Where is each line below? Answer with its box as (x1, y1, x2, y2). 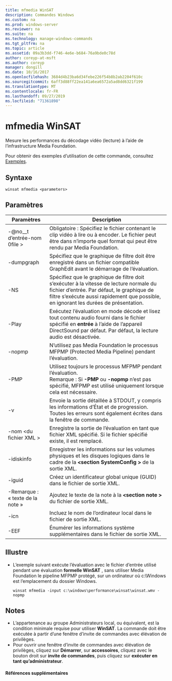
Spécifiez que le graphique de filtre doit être (49, 252, 155, 260)
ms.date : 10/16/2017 (5, 70, 50, 75)
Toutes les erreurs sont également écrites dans (49, 410, 163, 417)
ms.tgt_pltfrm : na (5, 41, 45, 46)
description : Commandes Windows (5, 12, 74, 17)
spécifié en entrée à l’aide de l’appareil (49, 320, 142, 327)
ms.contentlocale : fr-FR (5, 88, 58, 94)
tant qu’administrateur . (12, 658, 63, 665)
